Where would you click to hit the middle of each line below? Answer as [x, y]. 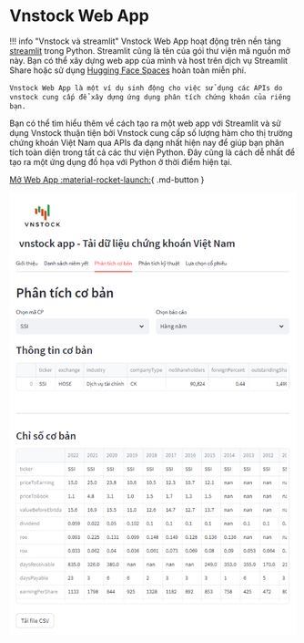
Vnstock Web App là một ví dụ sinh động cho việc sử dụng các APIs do [146, 88]
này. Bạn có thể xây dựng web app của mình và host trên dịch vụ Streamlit [149, 60]
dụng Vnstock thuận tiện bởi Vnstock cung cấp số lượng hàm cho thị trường [151, 132]
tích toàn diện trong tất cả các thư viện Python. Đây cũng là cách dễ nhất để [152, 152]
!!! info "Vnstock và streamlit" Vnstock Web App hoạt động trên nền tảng [146, 41]
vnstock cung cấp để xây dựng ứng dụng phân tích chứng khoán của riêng [150, 97]
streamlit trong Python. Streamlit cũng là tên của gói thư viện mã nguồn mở [150, 50]
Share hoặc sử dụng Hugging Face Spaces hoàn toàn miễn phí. [128, 70]
